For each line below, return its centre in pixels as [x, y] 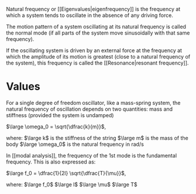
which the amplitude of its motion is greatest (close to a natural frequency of [98, 57]
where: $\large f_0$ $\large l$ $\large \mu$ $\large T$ [72, 184]
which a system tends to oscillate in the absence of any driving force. [90, 15]
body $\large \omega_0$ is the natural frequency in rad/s [75, 144]
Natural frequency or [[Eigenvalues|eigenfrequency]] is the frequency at [93, 9]
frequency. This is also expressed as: [51, 162]
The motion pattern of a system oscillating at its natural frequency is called [96, 27]
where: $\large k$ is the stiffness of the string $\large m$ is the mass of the [97, 138]
